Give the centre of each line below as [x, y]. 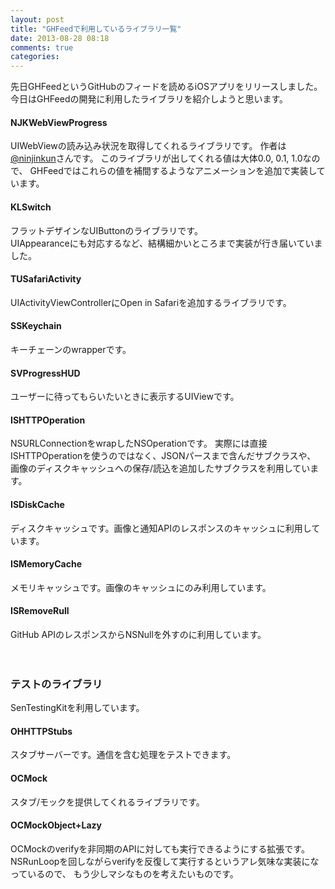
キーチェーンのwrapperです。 [71, 349]
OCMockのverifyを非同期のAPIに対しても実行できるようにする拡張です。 [160, 848]
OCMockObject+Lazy [56, 825]
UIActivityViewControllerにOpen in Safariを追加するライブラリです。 [151, 302]
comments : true [42, 47]
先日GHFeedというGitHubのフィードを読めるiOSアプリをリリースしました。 [166, 87]
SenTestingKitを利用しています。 [77, 708]
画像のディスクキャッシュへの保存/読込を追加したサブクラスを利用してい [160, 468]
